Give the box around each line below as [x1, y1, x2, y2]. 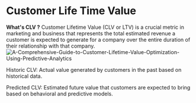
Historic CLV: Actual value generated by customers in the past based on [6, 66, 182, 73]
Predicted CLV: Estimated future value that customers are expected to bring [6, 84, 191, 91]
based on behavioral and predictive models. [6, 90, 114, 97]
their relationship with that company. [6, 42, 95, 49]
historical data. [6, 72, 43, 79]
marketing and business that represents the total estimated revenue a [6, 29, 176, 36]
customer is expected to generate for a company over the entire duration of [6, 36, 191, 43]
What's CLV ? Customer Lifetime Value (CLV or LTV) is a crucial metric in [6, 24, 185, 31]
